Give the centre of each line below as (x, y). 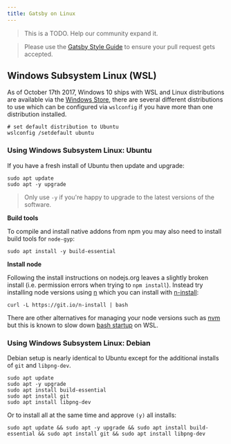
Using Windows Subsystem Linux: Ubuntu (80, 151)
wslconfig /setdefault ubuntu (51, 133)
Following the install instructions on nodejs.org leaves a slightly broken (108, 277)
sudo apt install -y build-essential (62, 251)
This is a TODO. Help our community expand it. (91, 33)
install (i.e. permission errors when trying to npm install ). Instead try (105, 285)
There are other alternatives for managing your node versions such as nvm (114, 317)
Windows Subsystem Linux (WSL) (82, 76)
